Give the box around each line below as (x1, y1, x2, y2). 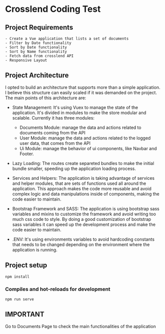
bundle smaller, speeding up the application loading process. (12, 166, 136, 171)
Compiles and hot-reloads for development (5, 286, 111, 292)
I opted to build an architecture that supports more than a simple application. (5, 84, 161, 90)
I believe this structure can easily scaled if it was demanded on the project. (5, 89, 157, 95)
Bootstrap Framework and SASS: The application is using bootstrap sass (12, 206, 160, 211)
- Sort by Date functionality (5, 45, 67, 50)
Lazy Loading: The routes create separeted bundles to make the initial (12, 160, 154, 166)
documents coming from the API (19, 129, 86, 135)
